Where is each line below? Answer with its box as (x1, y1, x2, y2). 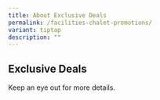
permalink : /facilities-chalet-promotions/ (8, 19, 153, 27)
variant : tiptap (8, 26, 61, 34)
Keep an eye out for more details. (8, 83, 116, 92)
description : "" (8, 33, 61, 41)
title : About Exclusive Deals (8, 11, 107, 20)
